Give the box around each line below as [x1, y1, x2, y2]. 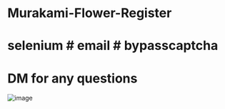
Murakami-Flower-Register [7, 5, 172, 21]
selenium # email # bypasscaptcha [7, 38, 219, 54]
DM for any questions [7, 70, 138, 86]
